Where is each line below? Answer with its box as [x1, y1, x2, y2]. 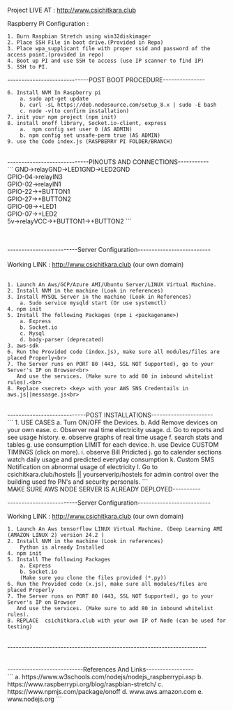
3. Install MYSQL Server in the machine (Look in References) [7, 293, 192, 300]
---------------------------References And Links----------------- [7, 665, 194, 673]
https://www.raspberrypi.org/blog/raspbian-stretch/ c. [7, 680, 164, 688]
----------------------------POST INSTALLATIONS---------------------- [7, 411, 213, 419]
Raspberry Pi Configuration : [7, 20, 89, 27]
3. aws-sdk [7, 342, 39, 349]
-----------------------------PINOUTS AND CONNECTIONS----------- [7, 158, 209, 166]
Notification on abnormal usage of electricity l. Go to [7, 463, 158, 471]
